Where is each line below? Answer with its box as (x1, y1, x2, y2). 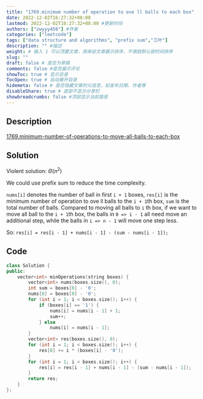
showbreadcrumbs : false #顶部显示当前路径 (6, 94, 108, 100)
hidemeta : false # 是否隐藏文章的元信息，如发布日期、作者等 (6, 83, 146, 89)
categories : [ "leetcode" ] (6, 32, 72, 38)
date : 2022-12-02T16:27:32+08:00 (6, 15, 91, 21)
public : (6, 268, 26, 274)
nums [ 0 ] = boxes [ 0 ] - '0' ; (28, 291, 97, 297)
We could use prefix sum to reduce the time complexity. (6, 179, 146, 186)
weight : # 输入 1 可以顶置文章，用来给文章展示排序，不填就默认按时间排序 (6, 49, 173, 55)
